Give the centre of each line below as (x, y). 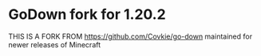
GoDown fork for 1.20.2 (87, 15)
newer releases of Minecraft (55, 44)
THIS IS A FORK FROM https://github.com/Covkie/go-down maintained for (130, 36)
